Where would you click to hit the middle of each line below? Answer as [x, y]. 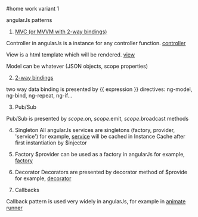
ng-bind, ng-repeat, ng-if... [39, 95]
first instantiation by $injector [51, 143]
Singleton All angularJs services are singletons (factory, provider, [95, 130]
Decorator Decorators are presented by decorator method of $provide [101, 172]
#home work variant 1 [33, 9]
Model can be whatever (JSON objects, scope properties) [77, 66]
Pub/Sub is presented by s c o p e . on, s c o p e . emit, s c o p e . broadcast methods [98, 119]
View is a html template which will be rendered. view [71, 55]
